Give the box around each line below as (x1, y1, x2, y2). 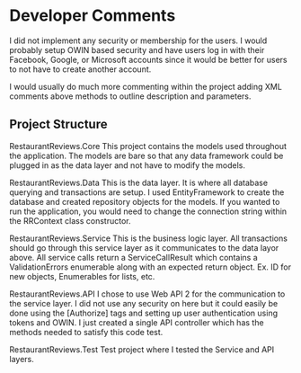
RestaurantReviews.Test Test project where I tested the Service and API (9, 343, 275, 355)
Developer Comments (9, 5, 176, 26)
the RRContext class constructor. (9, 215, 132, 226)
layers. (9, 353, 34, 364)
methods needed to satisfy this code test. (9, 326, 164, 337)
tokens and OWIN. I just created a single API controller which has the (9, 316, 264, 328)
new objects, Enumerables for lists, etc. (9, 271, 155, 281)
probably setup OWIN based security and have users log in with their (9, 44, 265, 55)
